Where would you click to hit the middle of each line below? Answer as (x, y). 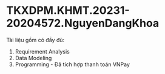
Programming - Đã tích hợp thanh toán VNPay (72, 64)
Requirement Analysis (42, 51)
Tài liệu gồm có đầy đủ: (35, 40)
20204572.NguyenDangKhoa (83, 23)
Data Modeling (33, 58)
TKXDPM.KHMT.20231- (68, 11)
